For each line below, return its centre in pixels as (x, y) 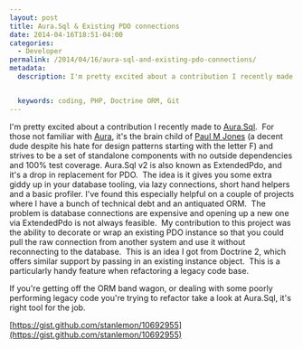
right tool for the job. (47, 307)
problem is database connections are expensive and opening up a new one (149, 212)
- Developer (40, 52)
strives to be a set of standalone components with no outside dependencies (151, 156)
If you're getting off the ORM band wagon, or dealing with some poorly (141, 288)
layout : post (34, 18)
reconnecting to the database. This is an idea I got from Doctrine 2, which (148, 251)
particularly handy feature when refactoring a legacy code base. (129, 270)
